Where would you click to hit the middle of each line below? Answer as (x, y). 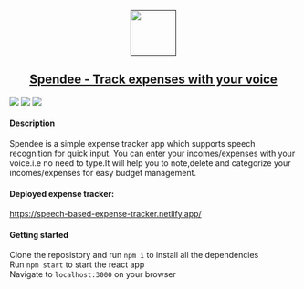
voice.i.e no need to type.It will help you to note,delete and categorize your (150, 163)
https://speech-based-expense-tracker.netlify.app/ (106, 214)
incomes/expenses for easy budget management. (103, 173)
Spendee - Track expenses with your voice (153, 80)
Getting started (39, 234)
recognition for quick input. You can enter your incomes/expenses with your (152, 154)
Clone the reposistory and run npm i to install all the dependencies (134, 255)
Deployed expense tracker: (62, 193)
